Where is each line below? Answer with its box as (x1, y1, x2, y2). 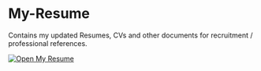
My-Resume (8, 5, 91, 23)
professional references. (8, 38, 88, 48)
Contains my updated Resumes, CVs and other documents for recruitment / (8, 30, 253, 40)
